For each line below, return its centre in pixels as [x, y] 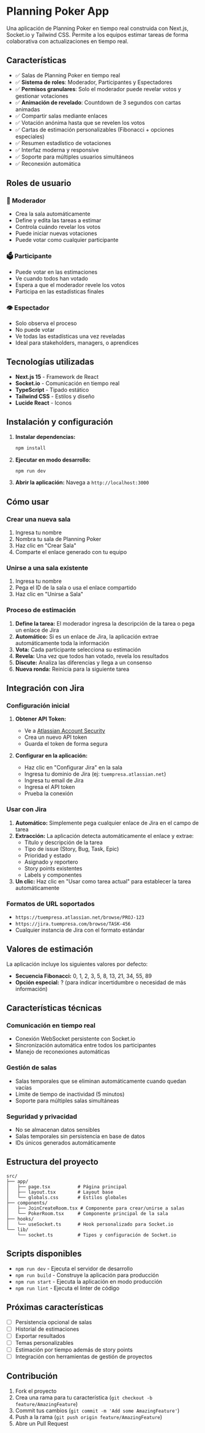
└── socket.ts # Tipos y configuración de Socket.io [97, 1235]
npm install [30, 448]
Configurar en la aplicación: [51, 756]
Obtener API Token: [40, 719]
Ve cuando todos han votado [52, 278]
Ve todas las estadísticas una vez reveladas [70, 336]
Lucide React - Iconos [43, 403]
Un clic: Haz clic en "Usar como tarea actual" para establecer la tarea [103, 881]
